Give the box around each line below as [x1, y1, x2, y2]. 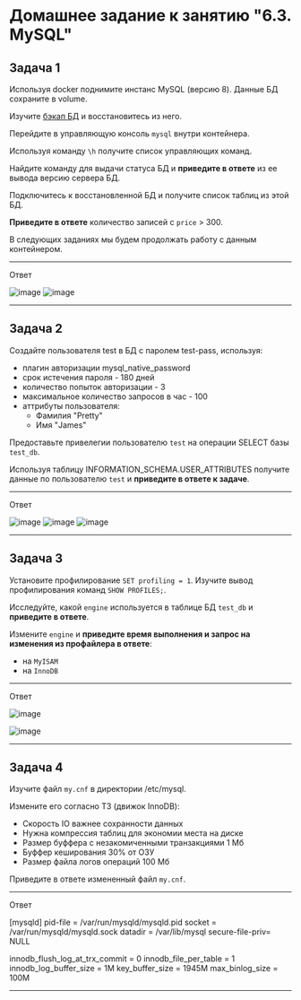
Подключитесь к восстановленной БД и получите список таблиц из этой [9, 190, 289, 200]
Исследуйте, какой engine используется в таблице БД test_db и [9, 602, 254, 613]
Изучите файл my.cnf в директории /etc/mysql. [9, 784, 186, 795]
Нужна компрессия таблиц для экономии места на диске [21, 828, 244, 839]
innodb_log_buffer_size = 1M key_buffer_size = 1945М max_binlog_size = [9, 963, 279, 974]
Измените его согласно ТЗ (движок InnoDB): [9, 801, 181, 812]
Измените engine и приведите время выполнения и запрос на [9, 629, 251, 639]
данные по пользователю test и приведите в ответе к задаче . [9, 473, 250, 484]
